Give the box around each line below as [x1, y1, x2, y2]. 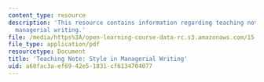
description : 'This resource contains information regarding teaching [8, 19, 244, 27]
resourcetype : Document [8, 48, 86, 55]
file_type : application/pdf [8, 41, 101, 48]
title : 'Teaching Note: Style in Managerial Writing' [8, 55, 189, 63]
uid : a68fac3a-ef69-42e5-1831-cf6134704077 [8, 62, 153, 70]
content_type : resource [8, 11, 86, 20]
